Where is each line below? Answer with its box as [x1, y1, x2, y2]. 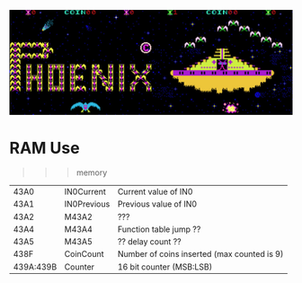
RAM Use [9, 137, 80, 158]
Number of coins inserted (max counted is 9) [117, 249, 284, 260]
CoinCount [64, 249, 105, 260]
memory [75, 167, 108, 178]
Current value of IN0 [117, 186, 193, 198]
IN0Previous [64, 199, 111, 209]
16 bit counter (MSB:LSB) [117, 261, 213, 272]
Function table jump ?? [117, 224, 201, 234]
